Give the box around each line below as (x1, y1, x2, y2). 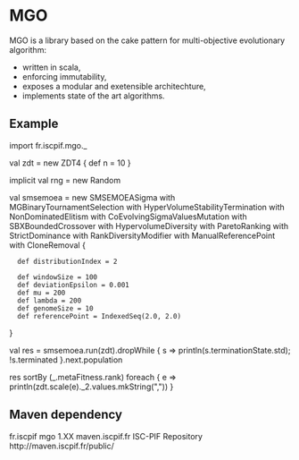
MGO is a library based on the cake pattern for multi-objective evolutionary (9, 35, 286, 46)
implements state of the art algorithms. (21, 90, 165, 101)
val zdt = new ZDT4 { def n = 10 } (9, 158, 131, 168)
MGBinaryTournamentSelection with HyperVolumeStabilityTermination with (9, 201, 286, 212)
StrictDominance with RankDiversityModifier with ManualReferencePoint (9, 230, 276, 241)
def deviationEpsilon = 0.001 (17, 280, 129, 289)
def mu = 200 (17, 288, 66, 297)
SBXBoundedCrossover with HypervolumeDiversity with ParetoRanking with (9, 220, 289, 231)
